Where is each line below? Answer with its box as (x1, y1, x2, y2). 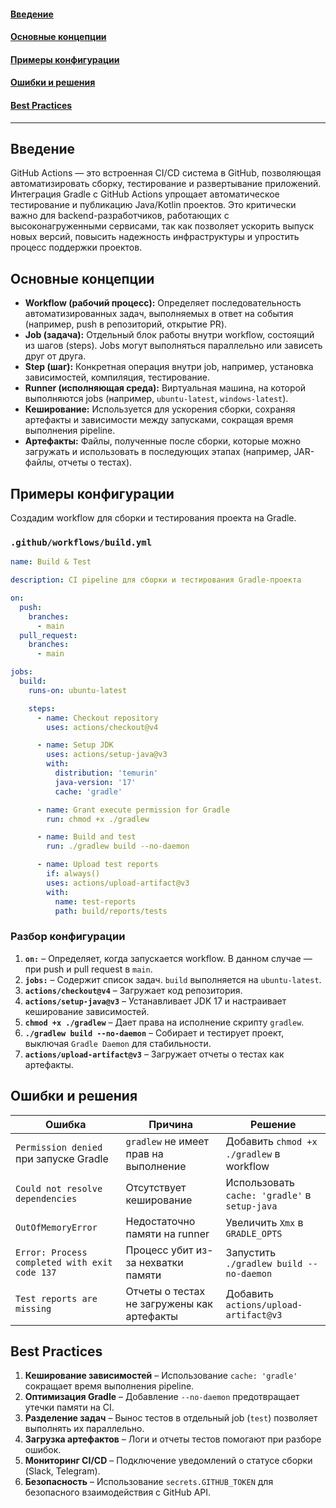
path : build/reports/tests (54, 906, 168, 916)
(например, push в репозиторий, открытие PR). (24, 318, 228, 330)
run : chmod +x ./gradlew (46, 814, 150, 824)
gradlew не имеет (125, 1134, 210, 1148)
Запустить (225, 1245, 277, 1259)
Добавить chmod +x (225, 1134, 318, 1148)
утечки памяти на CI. (24, 1401, 115, 1414)
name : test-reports (54, 896, 137, 907)
